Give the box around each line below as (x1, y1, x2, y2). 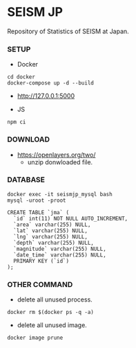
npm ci (7, 119, 26, 125)
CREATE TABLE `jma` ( (7, 209, 70, 216)
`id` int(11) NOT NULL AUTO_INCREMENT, (13, 215, 128, 222)
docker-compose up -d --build (7, 80, 95, 87)
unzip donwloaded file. (27, 157, 93, 166)
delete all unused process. (17, 295, 93, 304)
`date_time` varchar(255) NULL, (13, 251, 107, 259)
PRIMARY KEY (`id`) (13, 257, 70, 264)
